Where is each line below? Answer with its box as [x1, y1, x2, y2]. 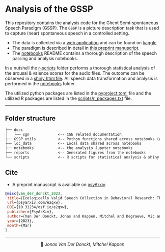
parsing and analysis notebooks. [12, 55, 79, 61]
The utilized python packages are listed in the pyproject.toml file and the [5, 90, 152, 96]
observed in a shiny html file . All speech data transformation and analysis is [5, 75, 158, 81]
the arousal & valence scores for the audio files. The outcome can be [5, 70, 145, 76]
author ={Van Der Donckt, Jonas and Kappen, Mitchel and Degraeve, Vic [7, 214, 155, 219]
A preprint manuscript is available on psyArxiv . [12, 181, 107, 188]
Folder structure [5, 114, 56, 123]
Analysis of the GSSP [5, 3, 93, 15]
